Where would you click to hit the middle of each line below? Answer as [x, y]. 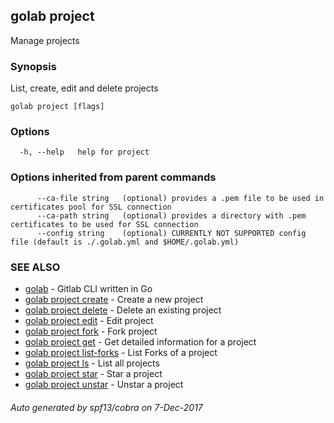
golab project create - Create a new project [114, 299]
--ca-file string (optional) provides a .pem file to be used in [180, 198]
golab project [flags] [57, 107]
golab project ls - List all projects [92, 363]
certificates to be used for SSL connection [104, 224]
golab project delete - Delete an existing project [123, 310]
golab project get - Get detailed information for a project [140, 342]
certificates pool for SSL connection [91, 207]
